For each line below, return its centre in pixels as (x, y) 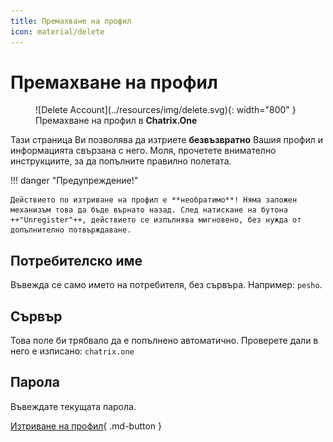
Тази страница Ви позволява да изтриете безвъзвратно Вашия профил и (166, 140)
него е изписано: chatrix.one (72, 351)
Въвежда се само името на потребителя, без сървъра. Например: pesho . (166, 285)
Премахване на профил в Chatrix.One (116, 121)
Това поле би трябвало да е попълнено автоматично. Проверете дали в (164, 341)
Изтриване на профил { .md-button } (86, 426)
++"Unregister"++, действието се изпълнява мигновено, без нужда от (156, 220)
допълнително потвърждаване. (71, 230)
